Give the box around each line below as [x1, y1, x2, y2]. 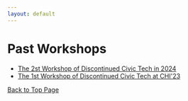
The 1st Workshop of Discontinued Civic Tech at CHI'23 [17, 71, 181, 80]
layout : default [7, 10, 55, 18]
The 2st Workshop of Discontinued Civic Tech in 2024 [17, 64, 177, 73]
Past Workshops [7, 40, 107, 57]
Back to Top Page [7, 85, 59, 94]
